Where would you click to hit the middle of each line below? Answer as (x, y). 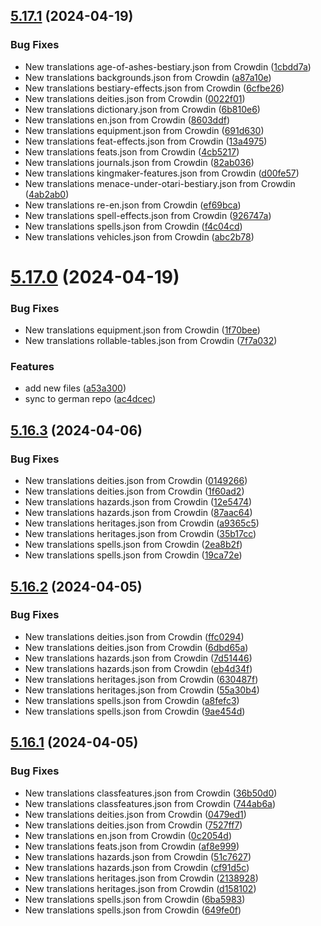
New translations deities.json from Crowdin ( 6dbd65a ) (136, 647)
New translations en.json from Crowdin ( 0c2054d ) (128, 835)
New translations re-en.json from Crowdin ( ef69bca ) (133, 205)
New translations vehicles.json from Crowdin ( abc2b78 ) (139, 236)
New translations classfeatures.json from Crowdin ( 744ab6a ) (150, 803)
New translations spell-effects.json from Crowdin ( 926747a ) (148, 215)
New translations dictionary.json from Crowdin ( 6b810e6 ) (142, 109)
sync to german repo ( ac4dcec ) (90, 399)
